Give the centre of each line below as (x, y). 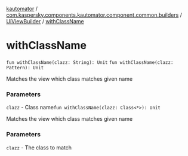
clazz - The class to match (39, 147)
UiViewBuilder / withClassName (45, 21)
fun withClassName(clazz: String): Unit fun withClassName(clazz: (90, 62)
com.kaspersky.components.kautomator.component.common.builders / (94, 15)
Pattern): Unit (25, 68)
